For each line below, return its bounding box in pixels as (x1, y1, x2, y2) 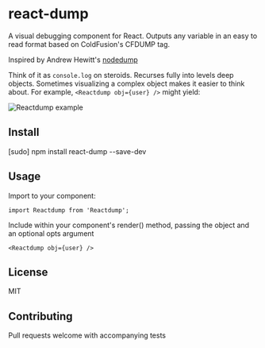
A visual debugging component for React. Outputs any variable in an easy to (8, 31, 258, 41)
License (8, 265, 48, 279)
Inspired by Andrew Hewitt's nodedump (8, 55, 138, 64)
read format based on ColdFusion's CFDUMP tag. (8, 39, 171, 48)
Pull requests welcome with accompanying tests (8, 331, 167, 340)
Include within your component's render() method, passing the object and (8, 220, 250, 230)
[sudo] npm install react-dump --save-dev (8, 146, 147, 156)
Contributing (8, 309, 73, 323)
